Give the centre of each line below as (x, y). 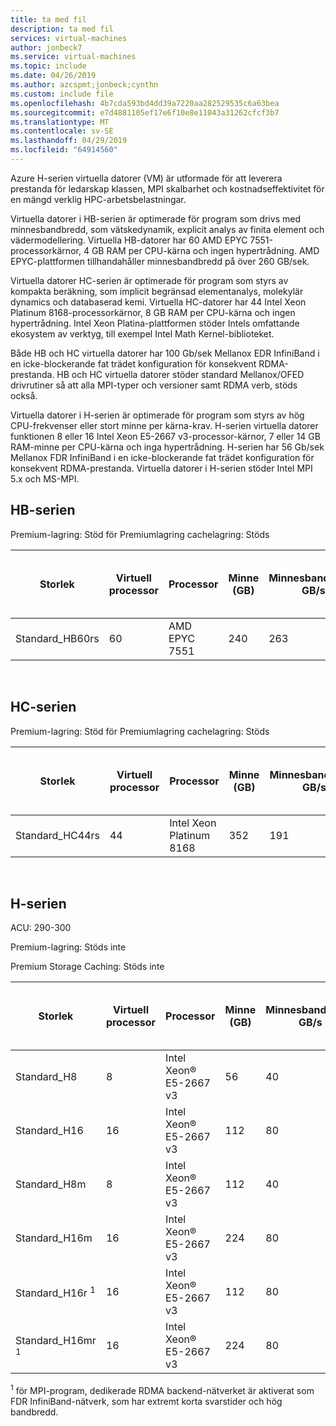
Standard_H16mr (56, 1341)
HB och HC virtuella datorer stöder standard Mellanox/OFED (180, 374)
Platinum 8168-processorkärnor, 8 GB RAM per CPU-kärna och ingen (153, 312)
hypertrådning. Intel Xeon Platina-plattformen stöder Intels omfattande (155, 323)
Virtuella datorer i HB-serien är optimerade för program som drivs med (155, 218)
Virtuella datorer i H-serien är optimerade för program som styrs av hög (157, 415)
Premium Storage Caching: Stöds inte (87, 967)
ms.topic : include (48, 66)
